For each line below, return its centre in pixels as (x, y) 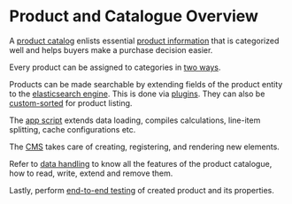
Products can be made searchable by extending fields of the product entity (146, 84)
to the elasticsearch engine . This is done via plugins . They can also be (137, 94)
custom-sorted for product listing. (71, 102)
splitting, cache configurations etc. (73, 129)
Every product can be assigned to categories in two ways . (115, 67)
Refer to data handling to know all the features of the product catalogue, (141, 163)
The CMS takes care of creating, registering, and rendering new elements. (145, 147)
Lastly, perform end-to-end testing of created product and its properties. (142, 190)
